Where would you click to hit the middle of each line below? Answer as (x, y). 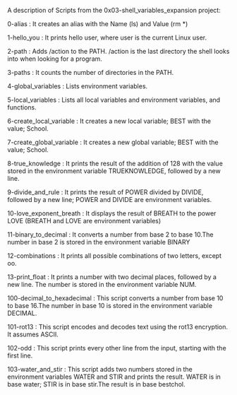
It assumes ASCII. (33, 334)
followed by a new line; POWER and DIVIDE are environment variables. (110, 200)
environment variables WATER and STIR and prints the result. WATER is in (114, 377)
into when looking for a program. (55, 59)
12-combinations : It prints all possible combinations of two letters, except (115, 256)
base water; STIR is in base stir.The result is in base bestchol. (96, 384)
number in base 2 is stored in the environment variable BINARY (99, 242)
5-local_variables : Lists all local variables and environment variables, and (114, 100)
